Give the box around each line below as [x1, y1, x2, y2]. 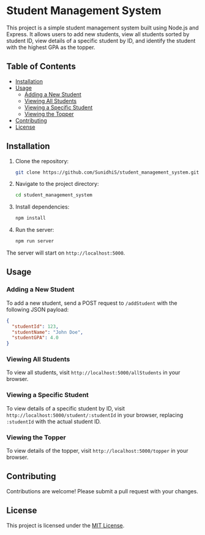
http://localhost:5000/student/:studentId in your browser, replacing [6, 411, 184, 418]
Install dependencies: [15, 203, 70, 210]
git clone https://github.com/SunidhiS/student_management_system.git [15, 169, 199, 175]
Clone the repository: [15, 157, 69, 164]
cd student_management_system [15, 192, 93, 198]
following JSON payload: [6, 306, 69, 313]
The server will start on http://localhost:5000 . [6, 249, 125, 256]
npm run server [15, 238, 54, 244]
